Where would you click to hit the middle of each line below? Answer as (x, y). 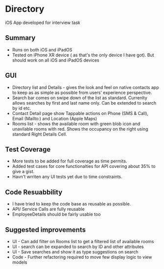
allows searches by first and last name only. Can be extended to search (84, 103)
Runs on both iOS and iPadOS (42, 49)
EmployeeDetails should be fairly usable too (57, 214)
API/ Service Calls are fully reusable (48, 209)
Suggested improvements (46, 230)
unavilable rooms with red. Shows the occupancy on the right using (80, 129)
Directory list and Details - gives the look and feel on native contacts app (85, 87)
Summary (20, 38)
